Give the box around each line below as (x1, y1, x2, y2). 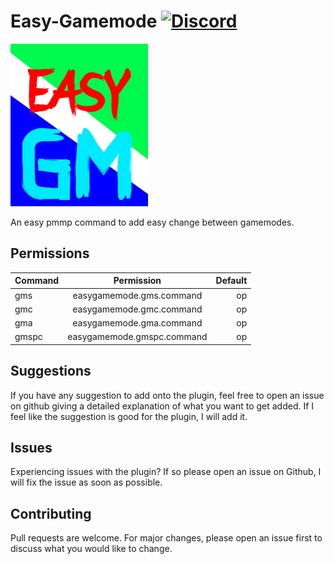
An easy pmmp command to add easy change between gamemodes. (10, 216, 295, 228)
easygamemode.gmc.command (72, 303, 203, 315)
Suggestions (10, 363, 92, 380)
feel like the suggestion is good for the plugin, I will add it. (10, 410, 248, 422)
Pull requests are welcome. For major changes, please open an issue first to (10, 532, 323, 544)
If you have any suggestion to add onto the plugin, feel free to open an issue (10, 389, 325, 401)
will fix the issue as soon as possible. (10, 476, 163, 489)
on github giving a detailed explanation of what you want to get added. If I (10, 400, 315, 412)
